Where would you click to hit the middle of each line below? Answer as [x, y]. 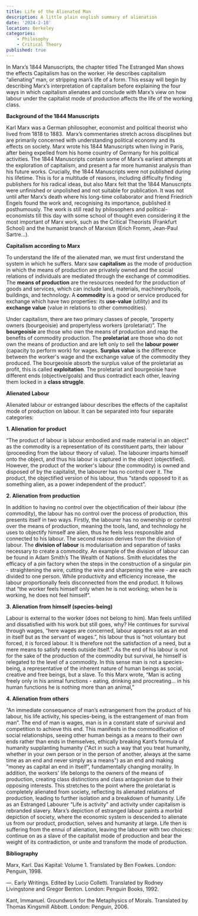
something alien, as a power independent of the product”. [76, 484]
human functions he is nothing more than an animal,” [70, 687]
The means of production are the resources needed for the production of [96, 282]
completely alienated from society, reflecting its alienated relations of [90, 792]
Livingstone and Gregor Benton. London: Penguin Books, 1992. [83, 889]
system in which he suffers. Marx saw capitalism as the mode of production [99, 263]
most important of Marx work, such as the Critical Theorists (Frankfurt [92, 222]
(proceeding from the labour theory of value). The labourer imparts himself [97, 452]
